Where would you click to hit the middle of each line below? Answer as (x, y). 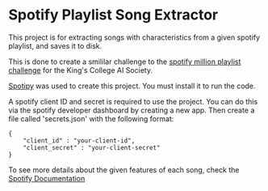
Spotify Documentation (47, 178)
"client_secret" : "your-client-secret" (92, 147)
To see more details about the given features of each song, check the (124, 170)
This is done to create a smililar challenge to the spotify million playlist (125, 62)
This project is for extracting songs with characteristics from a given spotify (134, 37)
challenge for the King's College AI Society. (81, 70)
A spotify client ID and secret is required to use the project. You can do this (133, 101)
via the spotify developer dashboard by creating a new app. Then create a (132, 110)
